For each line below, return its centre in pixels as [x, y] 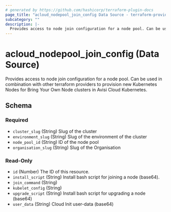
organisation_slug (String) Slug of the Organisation [67, 147]
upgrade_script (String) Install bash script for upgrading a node [79, 193]
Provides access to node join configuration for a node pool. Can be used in [84, 79]
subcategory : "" [22, 19]
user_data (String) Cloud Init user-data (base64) [63, 204]
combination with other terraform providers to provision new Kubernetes [81, 84]
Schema [19, 105]
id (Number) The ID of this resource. [51, 172]
